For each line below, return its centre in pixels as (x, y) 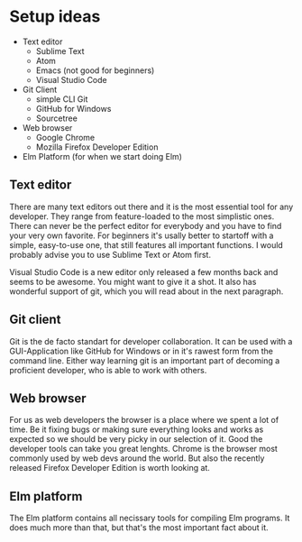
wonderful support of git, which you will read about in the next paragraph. (146, 291)
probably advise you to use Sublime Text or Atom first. (110, 254)
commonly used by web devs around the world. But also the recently (137, 458)
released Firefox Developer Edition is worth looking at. (110, 468)
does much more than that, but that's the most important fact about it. (139, 528)
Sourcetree (57, 118)
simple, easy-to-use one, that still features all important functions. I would (146, 244)
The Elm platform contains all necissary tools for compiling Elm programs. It (150, 518)
